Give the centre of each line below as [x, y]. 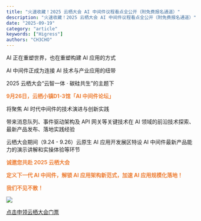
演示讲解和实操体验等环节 [48, 149]
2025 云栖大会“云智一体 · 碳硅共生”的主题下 [60, 83]
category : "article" [32, 29]
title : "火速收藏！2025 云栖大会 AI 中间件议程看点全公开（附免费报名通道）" [93, 12]
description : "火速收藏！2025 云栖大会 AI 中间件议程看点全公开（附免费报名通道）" [101, 17]
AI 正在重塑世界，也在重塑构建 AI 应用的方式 [61, 58]
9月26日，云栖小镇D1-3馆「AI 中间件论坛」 [60, 96]
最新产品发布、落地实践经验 [41, 129]
